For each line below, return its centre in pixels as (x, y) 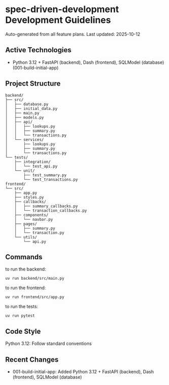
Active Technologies (38, 50)
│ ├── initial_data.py (31, 108)
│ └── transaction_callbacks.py (51, 210)
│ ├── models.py (25, 118)
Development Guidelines (58, 20)
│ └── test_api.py (36, 166)
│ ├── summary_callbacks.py (46, 206)
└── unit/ (25, 171)
